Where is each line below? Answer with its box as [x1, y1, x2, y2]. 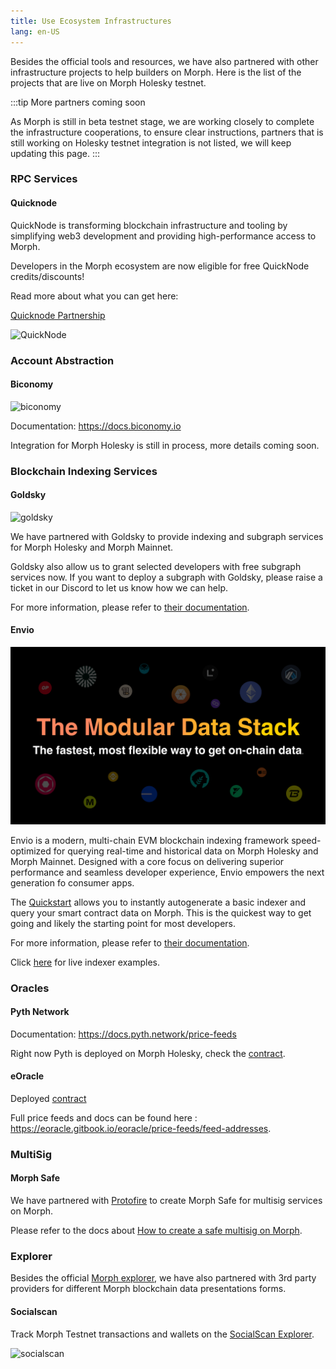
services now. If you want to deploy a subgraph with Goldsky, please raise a [10, 571, 323, 583]
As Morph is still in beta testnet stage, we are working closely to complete [10, 115, 315, 127]
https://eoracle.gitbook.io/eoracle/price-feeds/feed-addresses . [10, 1122, 272, 1134]
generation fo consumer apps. [10, 876, 135, 889]
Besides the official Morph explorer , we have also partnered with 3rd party [10, 1272, 317, 1284]
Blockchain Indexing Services [10, 464, 158, 478]
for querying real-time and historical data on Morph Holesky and [53, 845, 319, 857]
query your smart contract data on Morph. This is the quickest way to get [10, 906, 312, 919]
